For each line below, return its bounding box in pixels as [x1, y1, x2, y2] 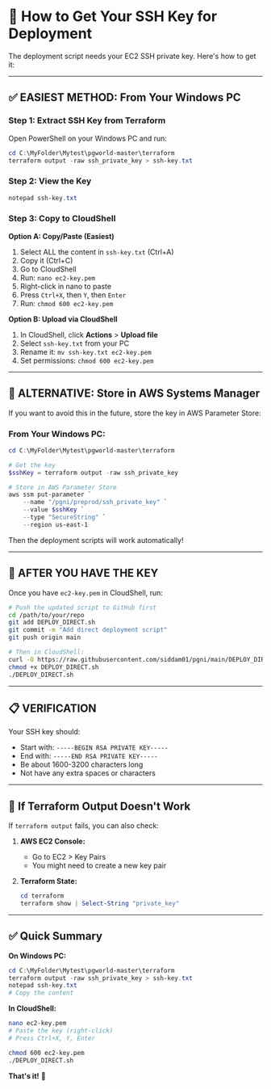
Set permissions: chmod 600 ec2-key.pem [19, 355, 154, 365]
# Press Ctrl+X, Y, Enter [8, 1034, 95, 1042]
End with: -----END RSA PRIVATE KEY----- [19, 751, 159, 761]
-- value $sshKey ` [23, 506, 85, 514]
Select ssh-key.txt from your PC [19, 338, 130, 348]
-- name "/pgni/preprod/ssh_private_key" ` [23, 498, 168, 507]
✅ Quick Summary [8, 929, 103, 944]
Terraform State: [19, 877, 78, 886]
